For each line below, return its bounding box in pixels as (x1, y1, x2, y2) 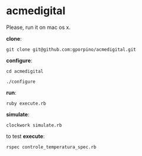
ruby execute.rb (6, 100, 46, 106)
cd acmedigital (6, 68, 44, 74)
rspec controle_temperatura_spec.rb (6, 144, 96, 150)
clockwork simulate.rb (6, 122, 62, 128)
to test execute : (6, 132, 45, 139)
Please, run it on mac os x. (6, 24, 71, 31)
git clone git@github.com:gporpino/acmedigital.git (6, 46, 136, 53)
